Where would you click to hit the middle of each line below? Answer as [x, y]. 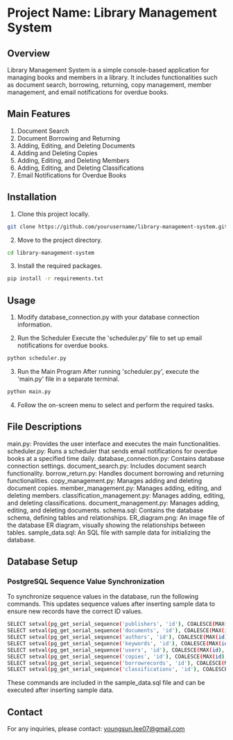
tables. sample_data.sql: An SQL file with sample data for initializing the [109, 532]
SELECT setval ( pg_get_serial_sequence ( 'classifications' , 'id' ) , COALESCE [118, 670]
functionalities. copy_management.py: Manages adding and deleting [105, 480]
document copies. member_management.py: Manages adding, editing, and [114, 488]
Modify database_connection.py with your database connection [108, 317]
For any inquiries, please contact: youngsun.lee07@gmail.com [96, 729]
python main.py [29, 391]
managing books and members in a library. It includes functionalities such [112, 77]
